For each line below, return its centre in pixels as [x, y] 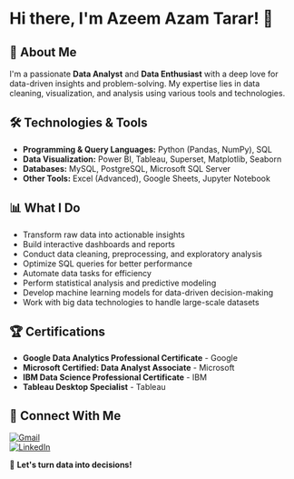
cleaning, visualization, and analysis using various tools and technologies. [147, 93]
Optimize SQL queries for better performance [108, 264]
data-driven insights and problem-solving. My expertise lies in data [135, 84]
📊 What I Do [45, 208]
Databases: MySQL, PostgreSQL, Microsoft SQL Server [127, 168]
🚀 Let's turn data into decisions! [71, 465]
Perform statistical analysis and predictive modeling [119, 283]
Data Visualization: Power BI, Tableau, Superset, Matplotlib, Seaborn [152, 159]
